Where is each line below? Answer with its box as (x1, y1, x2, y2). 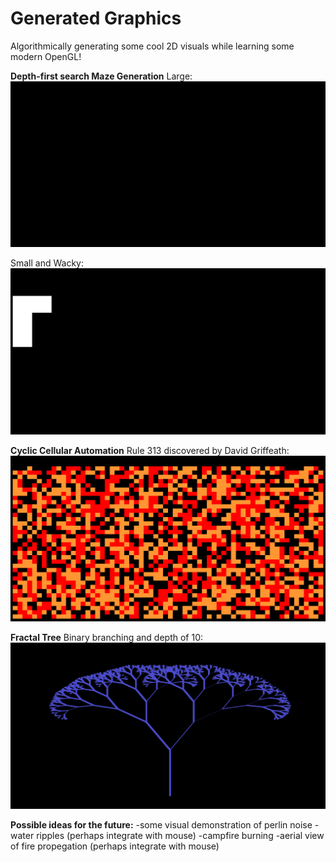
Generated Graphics (10, 7, 182, 30)
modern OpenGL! (10, 50, 82, 62)
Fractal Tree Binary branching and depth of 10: (10, 631, 204, 643)
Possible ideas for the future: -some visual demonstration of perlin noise (10, 818, 313, 831)
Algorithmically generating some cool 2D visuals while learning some (10, 40, 295, 52)
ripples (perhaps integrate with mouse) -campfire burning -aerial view (36, 829, 325, 841)
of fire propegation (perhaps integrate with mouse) (10, 840, 220, 852)
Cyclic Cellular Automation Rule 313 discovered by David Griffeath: (10, 444, 290, 456)
